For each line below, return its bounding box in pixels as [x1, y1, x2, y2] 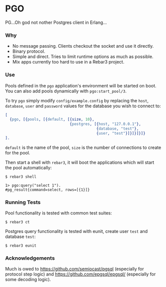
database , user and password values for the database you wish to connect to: [5, 103, 161, 109]
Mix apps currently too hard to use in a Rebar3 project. [12, 59, 125, 65]
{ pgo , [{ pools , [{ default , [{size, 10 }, [9, 117, 94, 122]
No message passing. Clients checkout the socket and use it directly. [12, 43, 154, 49]
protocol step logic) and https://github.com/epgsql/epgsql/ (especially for [5, 271, 156, 277]
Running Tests [5, 199, 41, 206]
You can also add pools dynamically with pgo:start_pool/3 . [5, 88, 127, 94]
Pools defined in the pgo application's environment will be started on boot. [5, 82, 157, 88]
